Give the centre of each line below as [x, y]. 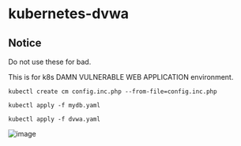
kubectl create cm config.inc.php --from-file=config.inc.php [113, 92]
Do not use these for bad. [50, 62]
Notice [25, 43]
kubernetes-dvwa [68, 14]
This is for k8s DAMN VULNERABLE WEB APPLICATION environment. [121, 77]
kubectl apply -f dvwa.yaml [55, 119]
